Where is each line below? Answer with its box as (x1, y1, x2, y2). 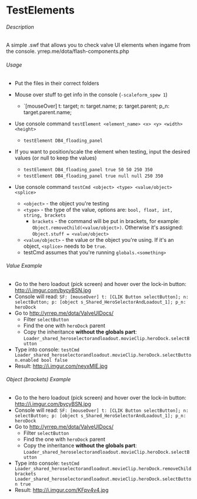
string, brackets (23, 212, 66, 218)
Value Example (6, 262, 42, 270)
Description (6, 23, 34, 30)
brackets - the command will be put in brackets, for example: (32, 217, 180, 224)
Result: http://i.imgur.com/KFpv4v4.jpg (14, 487, 109, 493)
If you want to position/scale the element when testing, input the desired (14, 148, 191, 155)
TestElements (6, 4, 75, 17)
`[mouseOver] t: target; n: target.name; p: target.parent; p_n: (23, 102, 169, 109)
